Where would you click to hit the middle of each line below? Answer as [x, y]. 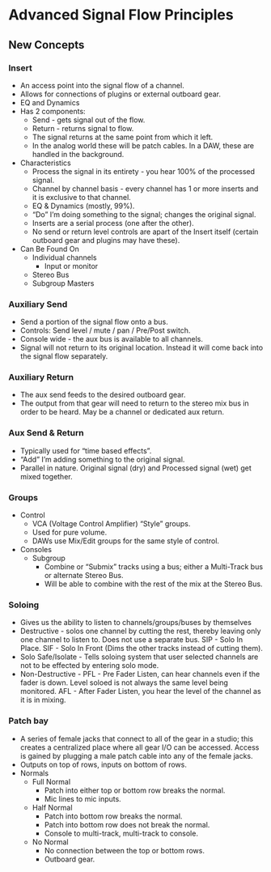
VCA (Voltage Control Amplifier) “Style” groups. [111, 524]
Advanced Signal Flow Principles [121, 15]
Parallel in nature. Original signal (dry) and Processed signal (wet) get [136, 468]
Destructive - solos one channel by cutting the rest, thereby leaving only [140, 631]
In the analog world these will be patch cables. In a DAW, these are [143, 145]
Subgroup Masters [63, 283]
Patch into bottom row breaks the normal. [113, 816]
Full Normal [51, 781]
